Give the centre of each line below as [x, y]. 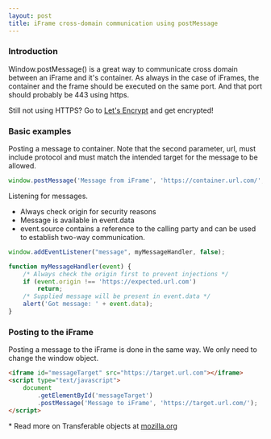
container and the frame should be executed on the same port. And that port [135, 86]
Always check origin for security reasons [88, 211]
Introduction [33, 52]
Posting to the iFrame [51, 332]
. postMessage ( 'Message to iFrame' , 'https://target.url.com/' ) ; [148, 403]
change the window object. [54, 358]
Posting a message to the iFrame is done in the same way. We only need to [133, 350]
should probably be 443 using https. [69, 94]
